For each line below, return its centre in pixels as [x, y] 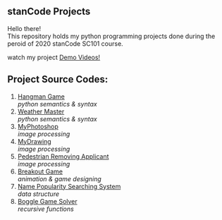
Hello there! [24, 28]
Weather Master [41, 111]
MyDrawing [34, 141]
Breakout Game [40, 171]
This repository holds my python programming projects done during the [111, 36]
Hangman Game [41, 96]
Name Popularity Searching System [69, 186]
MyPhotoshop [38, 126]
